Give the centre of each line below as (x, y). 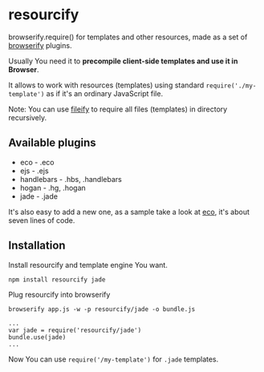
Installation (37, 246)
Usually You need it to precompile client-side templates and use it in (123, 61)
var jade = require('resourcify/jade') (75, 330)
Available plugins (52, 143)
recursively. (28, 117)
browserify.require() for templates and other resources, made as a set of (128, 37)
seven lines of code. (42, 220)
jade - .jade (39, 196)
